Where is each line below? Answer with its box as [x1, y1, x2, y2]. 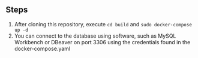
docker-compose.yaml [14, 45, 70, 52]
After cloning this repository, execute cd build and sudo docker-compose [14, 20, 193, 28]
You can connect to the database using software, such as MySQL [14, 32, 176, 39]
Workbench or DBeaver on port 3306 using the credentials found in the [14, 38, 191, 45]
